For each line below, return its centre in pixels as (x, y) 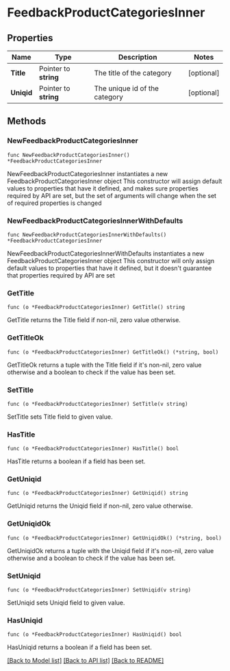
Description (138, 57)
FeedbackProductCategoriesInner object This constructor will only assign (111, 260)
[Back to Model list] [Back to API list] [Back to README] (86, 661)
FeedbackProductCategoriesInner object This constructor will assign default (115, 181)
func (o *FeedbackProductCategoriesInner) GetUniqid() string (98, 493)
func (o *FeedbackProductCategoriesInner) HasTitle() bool (93, 449)
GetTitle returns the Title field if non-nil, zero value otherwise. (94, 320)
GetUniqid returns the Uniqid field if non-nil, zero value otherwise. (100, 506)
